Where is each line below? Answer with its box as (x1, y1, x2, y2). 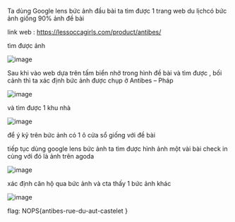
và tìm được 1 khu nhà (7, 104, 71, 112)
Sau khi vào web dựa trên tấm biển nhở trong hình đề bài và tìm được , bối (7, 69, 222, 77)
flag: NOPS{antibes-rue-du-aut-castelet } (7, 206, 128, 215)
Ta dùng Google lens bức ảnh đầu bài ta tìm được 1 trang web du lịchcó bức (7, 7, 227, 15)
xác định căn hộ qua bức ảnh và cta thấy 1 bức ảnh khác (7, 180, 171, 187)
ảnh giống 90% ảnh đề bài (7, 14, 85, 23)
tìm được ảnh (7, 42, 46, 49)
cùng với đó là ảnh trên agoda (7, 152, 95, 160)
